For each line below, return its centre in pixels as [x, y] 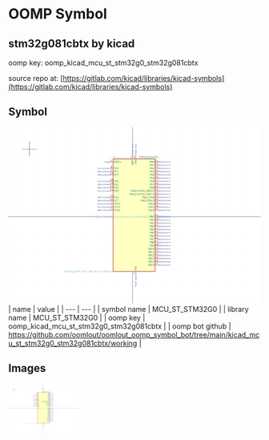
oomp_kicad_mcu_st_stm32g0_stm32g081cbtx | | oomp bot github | [120, 326]
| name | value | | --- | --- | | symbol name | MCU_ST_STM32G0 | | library [129, 309]
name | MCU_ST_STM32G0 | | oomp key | [77, 317]
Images [27, 368]
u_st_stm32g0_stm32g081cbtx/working [73, 343]
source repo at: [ [36, 78]
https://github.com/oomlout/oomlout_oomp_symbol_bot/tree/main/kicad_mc [134, 334]
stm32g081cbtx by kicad [72, 44]
